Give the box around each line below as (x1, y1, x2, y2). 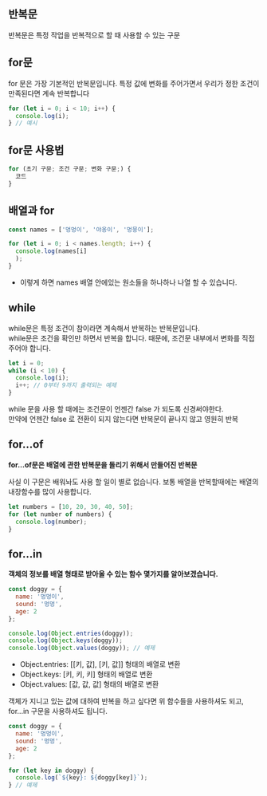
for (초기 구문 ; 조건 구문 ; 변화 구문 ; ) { (8, 165, 132, 173)
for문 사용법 (8, 143, 65, 157)
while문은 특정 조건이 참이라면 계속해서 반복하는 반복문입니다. (8, 323, 201, 333)
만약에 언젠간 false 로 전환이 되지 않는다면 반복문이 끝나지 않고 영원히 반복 (8, 414, 239, 424)
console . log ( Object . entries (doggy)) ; (8, 629, 134, 637)
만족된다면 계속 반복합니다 (8, 89, 90, 98)
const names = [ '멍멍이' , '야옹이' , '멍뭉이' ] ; (8, 226, 154, 234)
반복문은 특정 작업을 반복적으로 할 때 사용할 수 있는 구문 (8, 30, 181, 40)
